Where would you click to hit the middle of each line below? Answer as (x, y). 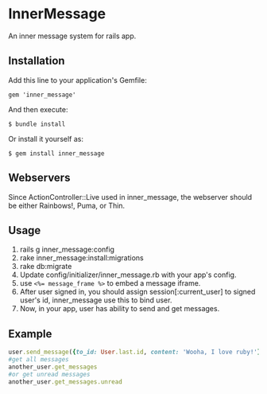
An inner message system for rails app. (72, 36)
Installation (37, 61)
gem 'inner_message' (43, 95)
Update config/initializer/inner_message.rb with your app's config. (128, 275)
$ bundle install (37, 124)
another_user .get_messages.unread (66, 382)
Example (30, 334)
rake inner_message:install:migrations (82, 258)
